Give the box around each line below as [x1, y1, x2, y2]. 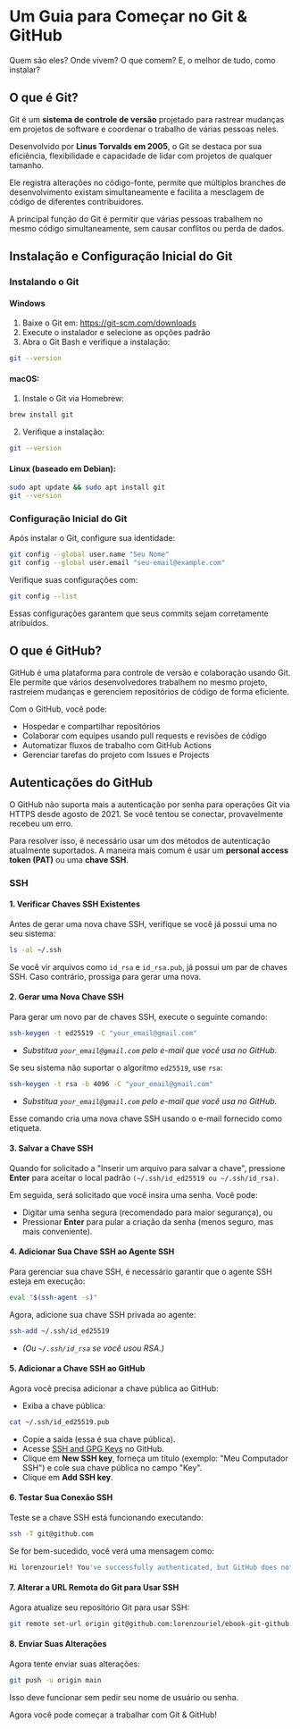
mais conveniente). [21, 1226, 93, 1236]
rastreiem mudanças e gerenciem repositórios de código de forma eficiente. [9, 686, 290, 696]
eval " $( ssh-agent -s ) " [9, 1293, 98, 1302]
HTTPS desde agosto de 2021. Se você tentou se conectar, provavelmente [9, 808, 284, 819]
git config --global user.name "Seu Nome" [9, 550, 170, 560]
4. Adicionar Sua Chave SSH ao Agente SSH [9, 1246, 175, 1257]
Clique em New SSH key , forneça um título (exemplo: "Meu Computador [21, 1453, 288, 1463]
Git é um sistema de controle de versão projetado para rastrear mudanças [9, 114, 285, 124]
